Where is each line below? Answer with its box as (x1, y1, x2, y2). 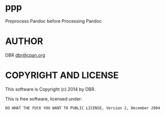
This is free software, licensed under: (5, 95, 82, 101)
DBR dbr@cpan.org (5, 52, 46, 58)
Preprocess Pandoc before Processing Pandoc (5, 18, 102, 24)
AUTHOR (5, 35, 44, 47)
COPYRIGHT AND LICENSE (5, 69, 119, 81)
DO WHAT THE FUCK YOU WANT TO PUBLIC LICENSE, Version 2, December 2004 (5, 105, 160, 110)
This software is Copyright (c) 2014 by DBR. (5, 86, 96, 92)
